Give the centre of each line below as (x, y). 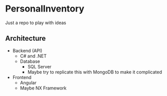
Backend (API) (27, 50)
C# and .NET (33, 56)
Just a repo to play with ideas (36, 23)
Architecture (26, 38)
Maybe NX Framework (43, 88)
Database (30, 61)
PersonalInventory (45, 9)
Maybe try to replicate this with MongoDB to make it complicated (95, 72)
